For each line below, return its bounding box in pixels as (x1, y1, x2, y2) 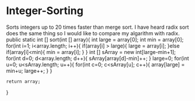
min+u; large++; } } (6, 67, 53, 74)
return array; (6, 78, 41, 85)
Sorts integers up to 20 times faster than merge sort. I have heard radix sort (6, 23, 189, 31)
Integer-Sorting (6, 4, 84, 18)
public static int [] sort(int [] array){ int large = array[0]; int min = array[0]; (6, 36, 184, 43)
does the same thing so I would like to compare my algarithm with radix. (6, 29, 180, 36)
